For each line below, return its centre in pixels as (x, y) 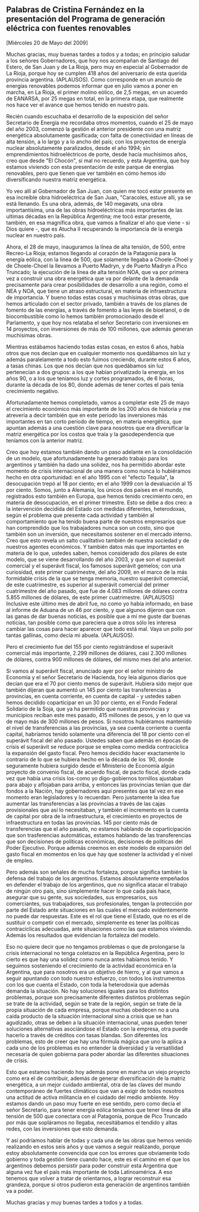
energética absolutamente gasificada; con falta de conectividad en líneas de (100, 135)
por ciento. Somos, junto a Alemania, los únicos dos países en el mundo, (95, 489)
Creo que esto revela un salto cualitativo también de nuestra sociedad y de (98, 540)
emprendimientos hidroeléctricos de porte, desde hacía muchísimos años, (97, 154)
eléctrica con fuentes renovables (69, 28)
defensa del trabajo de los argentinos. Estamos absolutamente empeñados (98, 878)
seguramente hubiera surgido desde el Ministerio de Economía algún (91, 765)
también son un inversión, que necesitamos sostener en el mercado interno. (99, 534)
